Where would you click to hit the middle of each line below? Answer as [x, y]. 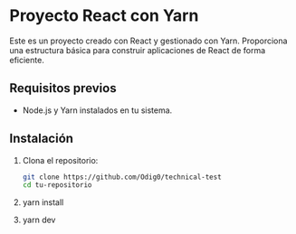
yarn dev [39, 220]
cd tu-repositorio [57, 185]
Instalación [42, 139]
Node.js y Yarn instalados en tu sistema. [97, 110]
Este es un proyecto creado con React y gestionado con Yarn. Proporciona [148, 41]
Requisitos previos [63, 88]
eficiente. [27, 60]
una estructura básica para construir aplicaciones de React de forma [138, 50]
